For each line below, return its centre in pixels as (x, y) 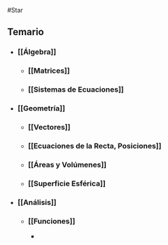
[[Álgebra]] (37, 52)
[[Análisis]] (37, 202)
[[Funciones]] (51, 221)
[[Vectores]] (49, 127)
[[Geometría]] (41, 108)
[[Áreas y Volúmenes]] (67, 164)
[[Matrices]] (49, 71)
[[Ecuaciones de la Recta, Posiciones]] (94, 146)
